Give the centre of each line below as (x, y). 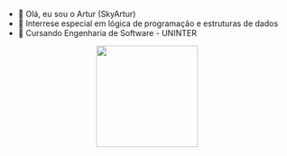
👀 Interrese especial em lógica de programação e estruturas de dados (148, 23)
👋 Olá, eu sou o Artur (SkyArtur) (77, 14)
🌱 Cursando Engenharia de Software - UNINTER (107, 33)
